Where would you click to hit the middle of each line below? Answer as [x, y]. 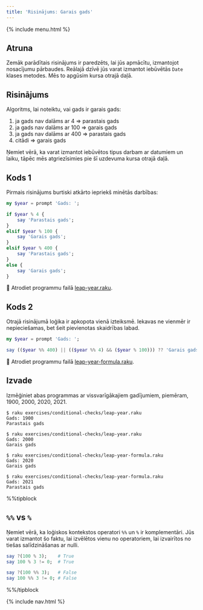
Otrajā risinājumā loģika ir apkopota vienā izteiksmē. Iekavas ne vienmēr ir [98, 321]
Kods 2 [20, 307]
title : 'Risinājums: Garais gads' [50, 12]
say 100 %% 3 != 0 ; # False [42, 578]
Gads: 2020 [20, 461]
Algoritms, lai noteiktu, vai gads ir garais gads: [64, 109]
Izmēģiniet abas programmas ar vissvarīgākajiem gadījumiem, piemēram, [97, 395]
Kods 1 [19, 177]
